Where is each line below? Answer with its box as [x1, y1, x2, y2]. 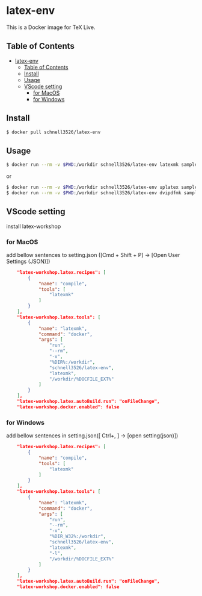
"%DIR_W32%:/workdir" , [49, 533, 106, 540]
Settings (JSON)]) [6, 258, 50, 265]
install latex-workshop [6, 223, 61, 230]
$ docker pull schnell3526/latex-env [6, 129, 101, 135]
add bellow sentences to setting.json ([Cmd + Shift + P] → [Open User [6, 251, 180, 258]
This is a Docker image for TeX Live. [6, 24, 96, 31]
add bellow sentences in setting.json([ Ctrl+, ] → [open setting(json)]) [6, 432, 179, 439]
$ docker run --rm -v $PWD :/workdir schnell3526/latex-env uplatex [6, 185, 179, 191]
